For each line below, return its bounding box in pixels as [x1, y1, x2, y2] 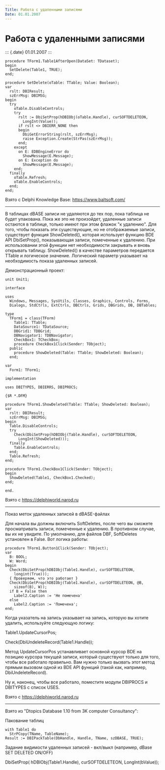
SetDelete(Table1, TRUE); [9, 67, 63, 72]
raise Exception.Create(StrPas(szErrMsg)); [23, 136, 113, 141]
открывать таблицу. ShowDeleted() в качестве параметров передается [5, 247, 155, 254]
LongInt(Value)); [23, 119, 58, 124]
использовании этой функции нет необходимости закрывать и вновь [5, 242, 151, 248]
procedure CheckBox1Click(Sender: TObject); [14, 342, 107, 347]
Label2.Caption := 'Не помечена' [14, 593, 82, 599]
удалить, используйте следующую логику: [5, 620, 95, 626]
